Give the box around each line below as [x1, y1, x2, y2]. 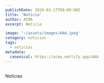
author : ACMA [5, 17, 33, 22]
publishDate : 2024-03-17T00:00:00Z [5, 7, 81, 13]
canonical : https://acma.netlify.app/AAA [10, 54, 99, 59]
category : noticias [5, 35, 47, 40]
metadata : [5, 49, 26, 55]
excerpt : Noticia [5, 21, 42, 27]
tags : [5, 40, 17, 46]
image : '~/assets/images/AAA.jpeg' [5, 31, 81, 36]
